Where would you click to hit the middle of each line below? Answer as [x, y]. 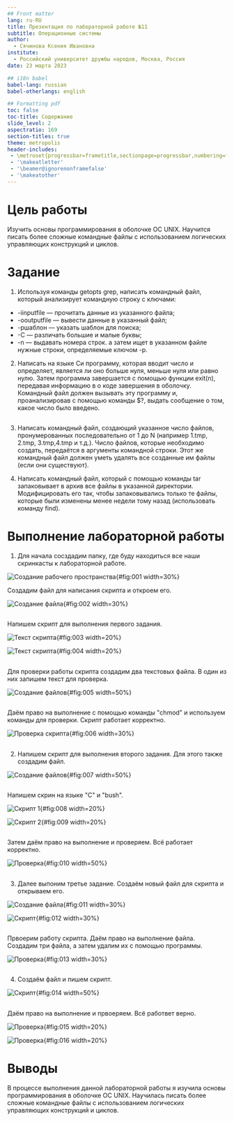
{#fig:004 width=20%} [89, 651]
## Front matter [31, 14]
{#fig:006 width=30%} [102, 733]
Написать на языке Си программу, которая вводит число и [105, 363]
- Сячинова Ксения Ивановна [54, 46]
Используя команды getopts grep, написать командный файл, [109, 291]
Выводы [32, 1069]
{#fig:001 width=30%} [148, 576]
